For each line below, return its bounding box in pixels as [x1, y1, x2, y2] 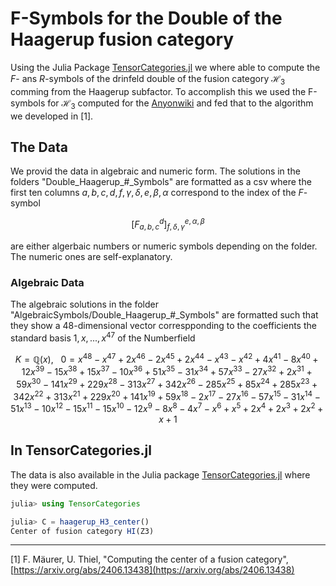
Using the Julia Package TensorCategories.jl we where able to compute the [10, 61, 321, 73]
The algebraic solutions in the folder [10, 298, 159, 311]
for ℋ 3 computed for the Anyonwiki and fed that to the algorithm [47, 97, 314, 111]
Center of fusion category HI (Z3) [10, 526, 155, 536]
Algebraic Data [10, 275, 85, 289]
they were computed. [10, 479, 98, 491]
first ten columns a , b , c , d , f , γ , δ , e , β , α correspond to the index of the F [10, 187, 304, 199]
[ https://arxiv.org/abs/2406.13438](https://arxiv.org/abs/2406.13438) [10, 564, 295, 576]
